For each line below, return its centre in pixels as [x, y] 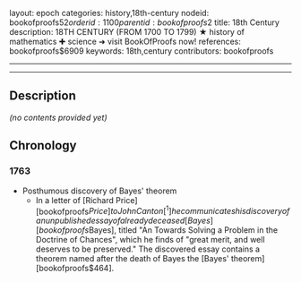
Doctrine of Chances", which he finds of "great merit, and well [150, 240]
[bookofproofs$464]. [75, 269]
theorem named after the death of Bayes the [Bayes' [132, 259]
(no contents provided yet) [58, 117]
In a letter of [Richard [75, 200]
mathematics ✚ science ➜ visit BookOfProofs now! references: [125, 41]
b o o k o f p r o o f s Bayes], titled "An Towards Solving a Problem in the [159, 230]
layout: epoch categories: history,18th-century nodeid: [109, 13]
